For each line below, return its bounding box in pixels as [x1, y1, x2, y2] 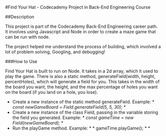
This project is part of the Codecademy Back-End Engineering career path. [5, 23, 158, 29]
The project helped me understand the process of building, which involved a [5, 44, 161, 49]
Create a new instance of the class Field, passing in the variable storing [12, 109, 159, 115]
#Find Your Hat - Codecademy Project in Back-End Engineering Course [5, 4, 151, 10]
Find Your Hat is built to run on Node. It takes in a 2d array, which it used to [5, 68, 159, 74]
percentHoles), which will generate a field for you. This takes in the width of [5, 79, 160, 84]
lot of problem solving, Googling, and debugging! [5, 49, 106, 55]
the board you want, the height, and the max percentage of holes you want [5, 84, 158, 90]
